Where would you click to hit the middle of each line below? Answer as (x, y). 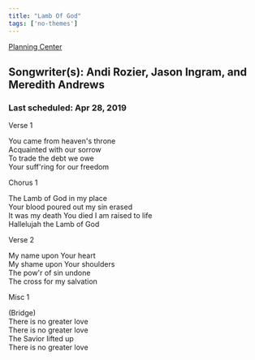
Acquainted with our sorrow (55, 150)
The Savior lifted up (41, 339)
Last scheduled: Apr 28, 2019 (68, 108)
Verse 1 (21, 126)
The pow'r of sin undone (50, 273)
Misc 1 (19, 298)
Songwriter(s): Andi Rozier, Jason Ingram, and (128, 72)
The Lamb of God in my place (58, 199)
